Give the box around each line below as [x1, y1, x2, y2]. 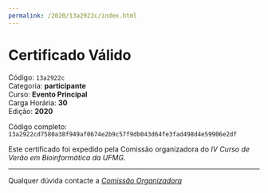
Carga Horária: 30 [8, 97, 68, 108]
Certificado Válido [8, 45, 132, 64]
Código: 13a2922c [8, 73, 65, 82]
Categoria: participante [8, 81, 86, 90]
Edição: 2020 [8, 106, 53, 116]
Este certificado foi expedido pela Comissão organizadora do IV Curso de [8, 144, 250, 154]
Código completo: [8, 121, 68, 132]
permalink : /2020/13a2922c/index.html [8, 11, 137, 20]
